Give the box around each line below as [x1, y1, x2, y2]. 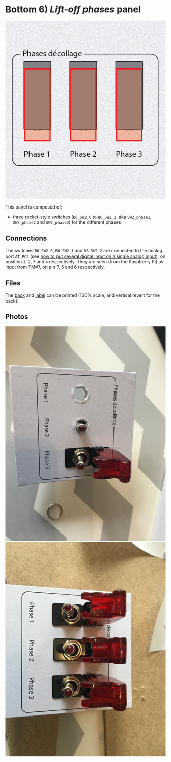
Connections [5, 234, 47, 243]
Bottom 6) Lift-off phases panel [5, 4, 141, 15]
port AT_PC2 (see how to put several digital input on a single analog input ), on [5, 253, 166, 259]
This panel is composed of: [5, 203, 63, 210]
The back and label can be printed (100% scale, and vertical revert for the [5, 292, 160, 298]
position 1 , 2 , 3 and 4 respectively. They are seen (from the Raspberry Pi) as [5, 258, 164, 264]
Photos [5, 312, 28, 321]
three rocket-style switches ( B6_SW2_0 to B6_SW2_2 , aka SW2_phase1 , [12, 214, 152, 220]
